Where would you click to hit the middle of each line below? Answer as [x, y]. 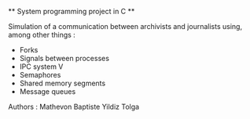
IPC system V [41, 67]
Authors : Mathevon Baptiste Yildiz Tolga [74, 106]
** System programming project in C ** [72, 11]
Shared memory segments [63, 83]
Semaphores [40, 75]
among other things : [42, 35]
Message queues [48, 92]
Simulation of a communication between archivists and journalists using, [125, 26]
